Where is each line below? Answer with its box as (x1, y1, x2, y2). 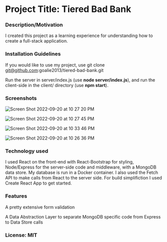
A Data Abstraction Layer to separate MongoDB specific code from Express (5, 213, 161, 219)
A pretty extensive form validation (5, 204, 75, 210)
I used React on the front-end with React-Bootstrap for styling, (5, 159, 134, 165)
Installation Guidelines (5, 50, 61, 57)
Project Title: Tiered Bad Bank (5, 3, 131, 15)
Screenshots (5, 94, 37, 101)
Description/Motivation (5, 21, 63, 28)
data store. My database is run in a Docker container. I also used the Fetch (5, 169, 158, 175)
